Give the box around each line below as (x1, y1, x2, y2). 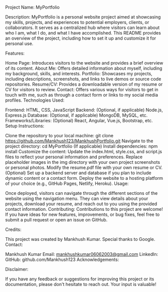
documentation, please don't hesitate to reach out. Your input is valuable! (5, 281, 156, 287)
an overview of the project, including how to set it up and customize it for (5, 35, 156, 41)
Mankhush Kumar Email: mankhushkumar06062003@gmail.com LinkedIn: (5, 251, 158, 257)
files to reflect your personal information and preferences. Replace (5, 154, 143, 160)
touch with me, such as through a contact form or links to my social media (5, 92, 158, 98)
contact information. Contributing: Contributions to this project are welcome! (5, 206, 163, 212)
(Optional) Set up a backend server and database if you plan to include (5, 170, 151, 176)
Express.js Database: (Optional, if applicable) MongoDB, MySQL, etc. (5, 112, 148, 118)
